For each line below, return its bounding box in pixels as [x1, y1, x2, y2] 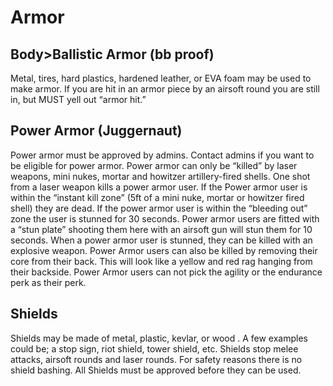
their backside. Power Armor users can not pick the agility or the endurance [10, 266, 323, 278]
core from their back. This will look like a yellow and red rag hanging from [10, 255, 313, 267]
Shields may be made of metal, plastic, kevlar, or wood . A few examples [10, 332, 308, 344]
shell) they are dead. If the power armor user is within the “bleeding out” [10, 202, 308, 214]
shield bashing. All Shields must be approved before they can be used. [10, 364, 302, 376]
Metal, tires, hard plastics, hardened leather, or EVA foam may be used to [10, 72, 312, 84]
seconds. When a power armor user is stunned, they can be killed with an [10, 234, 313, 246]
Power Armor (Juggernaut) [10, 122, 183, 140]
